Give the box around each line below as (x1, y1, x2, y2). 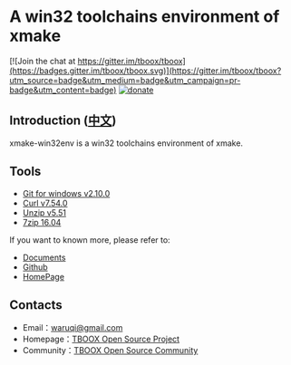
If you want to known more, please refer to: (9, 234, 170, 245)
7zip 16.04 (22, 216, 62, 227)
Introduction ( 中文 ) (9, 113, 117, 129)
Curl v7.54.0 (22, 197, 68, 208)
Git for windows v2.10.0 (22, 187, 111, 198)
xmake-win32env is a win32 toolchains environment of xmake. (9, 138, 243, 149)
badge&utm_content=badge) (9, 84, 117, 95)
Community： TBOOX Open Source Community (22, 345, 199, 356)
